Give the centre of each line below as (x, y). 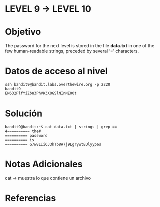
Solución (24, 113)
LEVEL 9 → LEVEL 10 (48, 9)
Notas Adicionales (44, 164)
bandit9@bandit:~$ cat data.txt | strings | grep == (61, 127)
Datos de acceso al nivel (57, 71)
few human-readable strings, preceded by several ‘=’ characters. (72, 51)
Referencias (31, 198)
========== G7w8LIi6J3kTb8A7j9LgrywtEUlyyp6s (53, 144)
